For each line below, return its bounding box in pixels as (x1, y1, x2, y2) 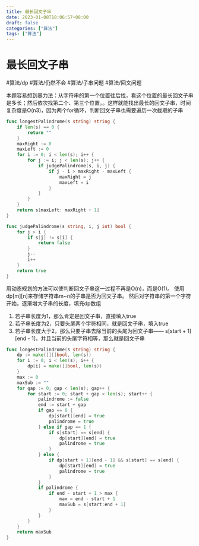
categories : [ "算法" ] (6, 25, 58, 32)
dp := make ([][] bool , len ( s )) (17, 352, 92, 358)
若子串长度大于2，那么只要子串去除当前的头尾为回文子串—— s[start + (14, 327, 186, 334)
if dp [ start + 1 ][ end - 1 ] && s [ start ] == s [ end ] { (48, 457, 179, 463)
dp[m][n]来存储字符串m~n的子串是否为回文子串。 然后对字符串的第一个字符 (6, 292, 191, 299)
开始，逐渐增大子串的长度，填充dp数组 (6, 299, 102, 307)
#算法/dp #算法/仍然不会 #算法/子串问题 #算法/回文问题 (6, 79, 142, 86)
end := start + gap (37, 402, 86, 408)
